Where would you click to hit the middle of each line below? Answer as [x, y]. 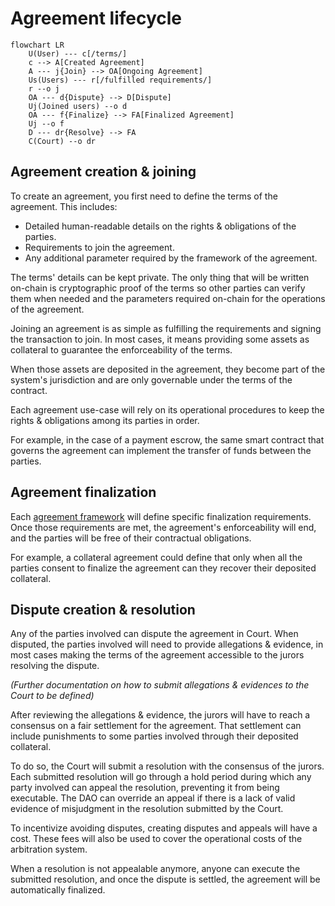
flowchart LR [37, 45]
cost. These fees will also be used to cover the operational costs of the [156, 839]
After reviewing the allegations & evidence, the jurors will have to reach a [160, 715]
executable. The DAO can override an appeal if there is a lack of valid [153, 798]
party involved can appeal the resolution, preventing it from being [145, 788]
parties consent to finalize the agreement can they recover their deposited [163, 568]
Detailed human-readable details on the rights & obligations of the [160, 226]
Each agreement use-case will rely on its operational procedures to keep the [167, 409]
